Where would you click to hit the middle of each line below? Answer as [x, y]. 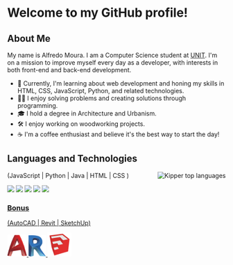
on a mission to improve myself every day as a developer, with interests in [113, 63]
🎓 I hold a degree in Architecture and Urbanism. [87, 113]
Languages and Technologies [72, 159]
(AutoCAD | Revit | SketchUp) [49, 223]
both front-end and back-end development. [69, 70]
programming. [37, 105]
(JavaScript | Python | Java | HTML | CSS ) [68, 175]
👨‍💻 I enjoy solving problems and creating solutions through [102, 98]
